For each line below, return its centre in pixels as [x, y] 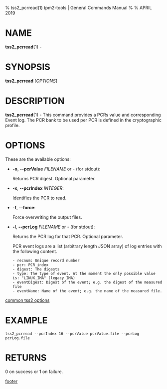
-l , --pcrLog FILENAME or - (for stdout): [54, 227]
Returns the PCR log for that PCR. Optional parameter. [68, 236]
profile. [12, 125]
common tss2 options [27, 300]
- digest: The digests [36, 269]
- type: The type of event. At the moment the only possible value [84, 273]
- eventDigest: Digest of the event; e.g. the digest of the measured [87, 282]
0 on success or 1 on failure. [34, 372]
